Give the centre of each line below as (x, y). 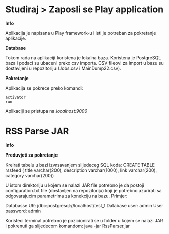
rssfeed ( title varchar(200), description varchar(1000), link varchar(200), (81, 170)
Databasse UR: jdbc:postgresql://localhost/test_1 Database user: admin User (84, 205)
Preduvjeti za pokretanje (32, 155)
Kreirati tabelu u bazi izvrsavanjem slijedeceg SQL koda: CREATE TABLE (80, 165)
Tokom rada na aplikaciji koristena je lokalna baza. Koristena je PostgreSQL (83, 58)
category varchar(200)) (30, 175)
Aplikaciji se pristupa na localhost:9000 (46, 111)
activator (16, 97)
